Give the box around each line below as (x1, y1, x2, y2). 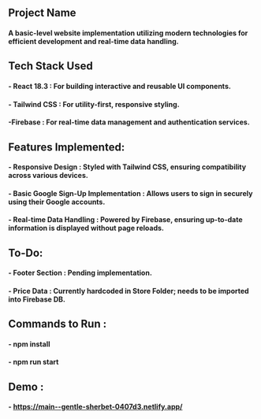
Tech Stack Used (8, 59, 93, 73)
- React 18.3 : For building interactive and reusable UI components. (8, 81, 231, 91)
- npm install (8, 339, 50, 349)
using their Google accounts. (8, 197, 106, 206)
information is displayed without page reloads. (8, 224, 164, 233)
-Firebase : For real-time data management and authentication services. (8, 117, 250, 127)
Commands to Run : (8, 317, 107, 331)
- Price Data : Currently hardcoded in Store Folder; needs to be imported (8, 286, 250, 295)
